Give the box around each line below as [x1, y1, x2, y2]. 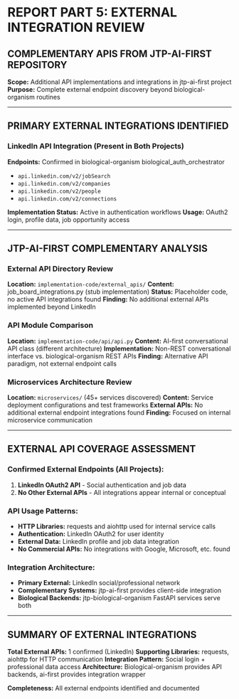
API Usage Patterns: [7, 506, 78, 516]
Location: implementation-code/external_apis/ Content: [7, 280, 174, 289]
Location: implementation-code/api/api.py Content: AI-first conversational [7, 336, 229, 345]
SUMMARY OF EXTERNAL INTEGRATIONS [7, 629, 197, 641]
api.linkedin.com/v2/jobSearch [17, 172, 111, 180]
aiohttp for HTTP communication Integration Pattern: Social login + [7, 655, 206, 663]
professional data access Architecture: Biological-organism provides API [7, 663, 222, 671]
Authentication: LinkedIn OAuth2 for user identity [17, 529, 164, 538]
